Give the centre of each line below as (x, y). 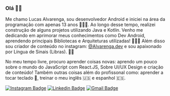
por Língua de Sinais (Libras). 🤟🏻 (40, 52)
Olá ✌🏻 (14, 8)
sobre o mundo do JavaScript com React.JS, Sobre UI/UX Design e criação (84, 67)
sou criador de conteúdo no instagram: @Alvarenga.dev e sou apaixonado (83, 46)
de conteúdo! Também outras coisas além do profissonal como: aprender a (84, 73)
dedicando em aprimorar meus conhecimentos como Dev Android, (75, 36)
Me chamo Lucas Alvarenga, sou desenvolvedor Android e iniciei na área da (85, 19)
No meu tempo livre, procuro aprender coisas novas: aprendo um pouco (81, 62)
